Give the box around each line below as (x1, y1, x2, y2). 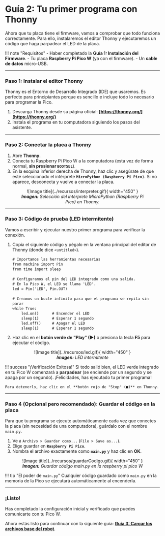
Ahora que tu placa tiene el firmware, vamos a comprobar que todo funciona (5, 30, 160, 36)
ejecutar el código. (12, 340, 51, 346)
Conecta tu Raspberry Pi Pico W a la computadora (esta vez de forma (12, 158, 153, 163)
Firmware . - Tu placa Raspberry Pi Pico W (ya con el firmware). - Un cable (5, 55, 158, 61)
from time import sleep (12, 267, 61, 272)
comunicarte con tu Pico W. (5, 511, 61, 517)
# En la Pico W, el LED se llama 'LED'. (12, 282, 96, 286)
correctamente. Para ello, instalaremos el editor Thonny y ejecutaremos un (5, 35, 156, 41)
